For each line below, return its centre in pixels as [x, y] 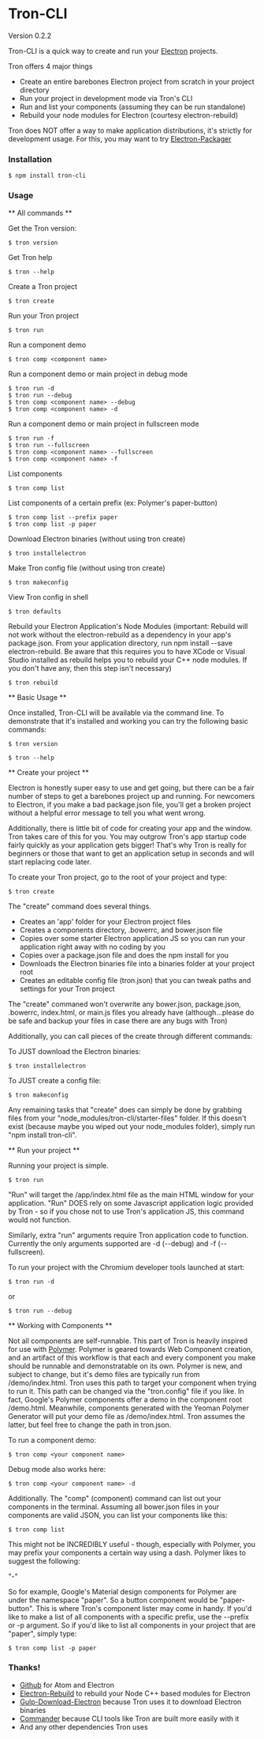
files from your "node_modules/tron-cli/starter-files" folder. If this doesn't [127, 1118]
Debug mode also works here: [57, 1469]
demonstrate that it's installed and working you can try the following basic [128, 721]
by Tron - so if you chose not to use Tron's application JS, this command [126, 1211]
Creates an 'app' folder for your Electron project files [105, 921]
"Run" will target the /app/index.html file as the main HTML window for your [131, 1195]
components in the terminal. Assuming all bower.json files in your [114, 1507]
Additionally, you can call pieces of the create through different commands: [130, 1036]
